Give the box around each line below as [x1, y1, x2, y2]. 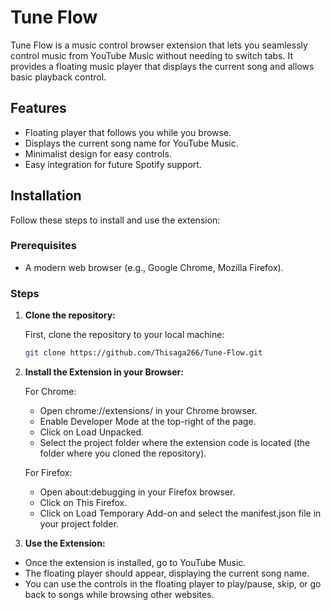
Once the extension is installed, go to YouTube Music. [24, 557, 247, 569]
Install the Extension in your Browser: [24, 366, 184, 378]
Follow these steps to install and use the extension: [10, 214, 221, 226]
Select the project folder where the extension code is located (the [39, 437, 311, 449]
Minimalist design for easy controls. [24, 147, 172, 160]
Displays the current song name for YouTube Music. [24, 137, 239, 149]
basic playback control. [10, 71, 107, 83]
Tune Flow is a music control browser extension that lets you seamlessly [10, 39, 308, 51]
